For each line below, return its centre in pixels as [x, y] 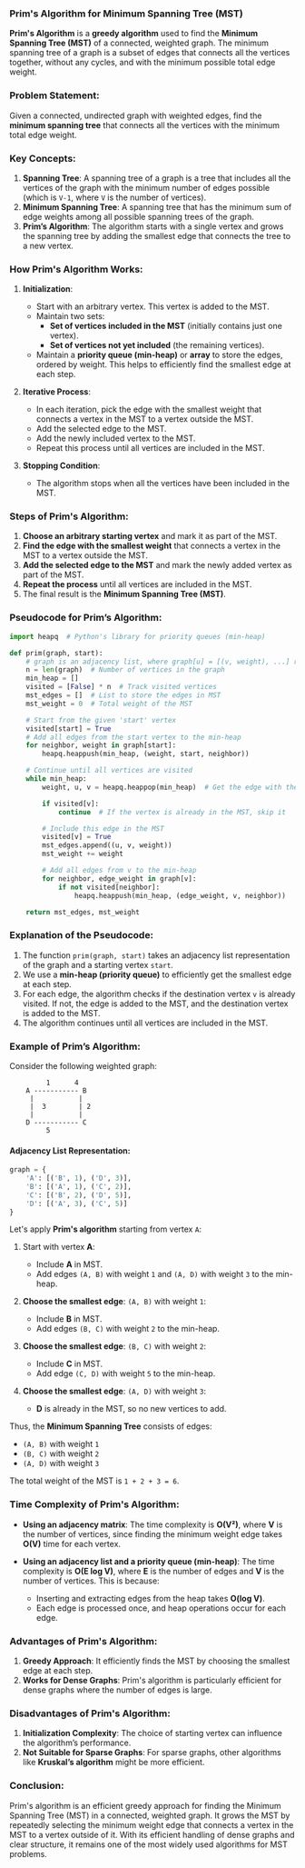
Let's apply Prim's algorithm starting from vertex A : [106, 1229]
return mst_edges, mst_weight [83, 912]
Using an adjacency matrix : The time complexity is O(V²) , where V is [152, 1524]
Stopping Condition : [61, 465]
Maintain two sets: [70, 316]
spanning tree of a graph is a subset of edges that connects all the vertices [150, 53]
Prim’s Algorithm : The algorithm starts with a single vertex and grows [153, 226]
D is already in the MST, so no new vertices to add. [131, 1409]
